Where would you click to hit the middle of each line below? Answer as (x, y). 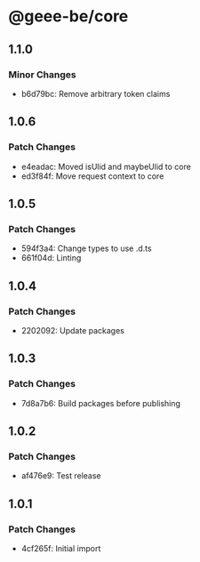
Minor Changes (42, 75)
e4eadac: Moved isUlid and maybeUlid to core (106, 166)
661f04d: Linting (51, 258)
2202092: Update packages (73, 330)
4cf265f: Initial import (61, 548)
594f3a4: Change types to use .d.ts (86, 249)
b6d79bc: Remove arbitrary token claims (96, 93)
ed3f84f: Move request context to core (92, 176)
